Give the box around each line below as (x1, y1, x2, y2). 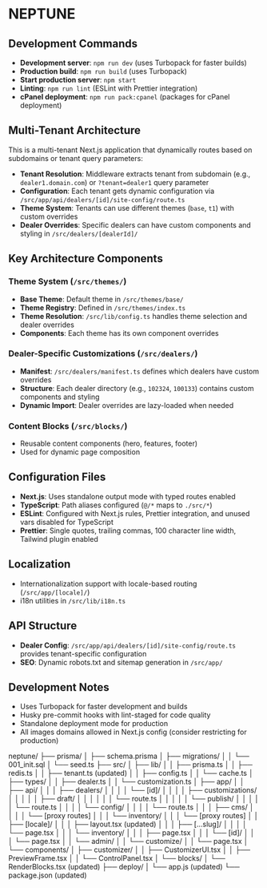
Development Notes (8, 680, 110, 694)
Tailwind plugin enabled (19, 534, 98, 543)
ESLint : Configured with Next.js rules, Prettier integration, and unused (19, 508, 250, 518)
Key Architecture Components (8, 252, 164, 265)
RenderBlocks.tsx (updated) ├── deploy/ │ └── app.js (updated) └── (8, 862, 240, 872)
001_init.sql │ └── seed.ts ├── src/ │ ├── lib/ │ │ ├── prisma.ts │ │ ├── (8, 760, 253, 769)
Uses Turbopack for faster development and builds (19, 702, 188, 712)
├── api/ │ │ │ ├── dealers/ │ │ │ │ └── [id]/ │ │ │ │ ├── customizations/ (8, 785, 257, 795)
